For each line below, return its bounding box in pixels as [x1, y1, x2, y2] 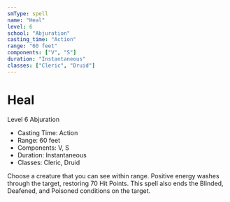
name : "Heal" [7, 17, 45, 24]
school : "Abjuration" [7, 29, 71, 37]
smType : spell [7, 10, 49, 17]
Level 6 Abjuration [7, 115, 60, 123]
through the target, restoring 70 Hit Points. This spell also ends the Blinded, [7, 179, 224, 187]
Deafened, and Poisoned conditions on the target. [7, 186, 151, 195]
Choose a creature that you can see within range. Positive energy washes [7, 171, 220, 180]
